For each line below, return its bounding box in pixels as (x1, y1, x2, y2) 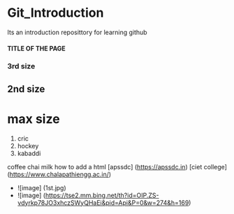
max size (7, 111, 61, 127)
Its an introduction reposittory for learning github (7, 28, 148, 36)
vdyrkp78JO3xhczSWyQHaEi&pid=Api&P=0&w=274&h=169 (17, 198, 189, 207)
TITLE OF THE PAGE (7, 44, 66, 52)
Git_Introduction (7, 5, 104, 21)
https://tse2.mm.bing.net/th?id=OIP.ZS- (45, 191, 159, 199)
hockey (17, 141, 39, 150)
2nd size (7, 83, 45, 95)
